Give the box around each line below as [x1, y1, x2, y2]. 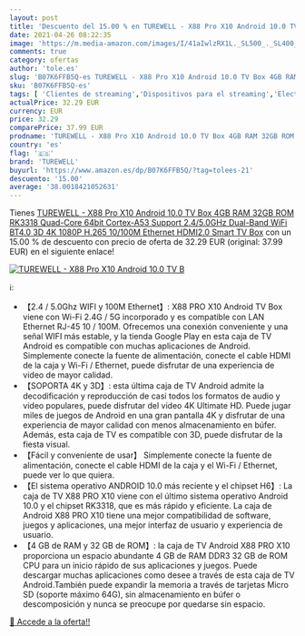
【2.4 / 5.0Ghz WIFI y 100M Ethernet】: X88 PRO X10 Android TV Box [22, 301, 283, 312]
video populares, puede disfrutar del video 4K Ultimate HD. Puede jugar [22, 400, 291, 411]
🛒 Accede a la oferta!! [9, 616, 91, 628]
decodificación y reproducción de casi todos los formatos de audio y [22, 390, 280, 401]
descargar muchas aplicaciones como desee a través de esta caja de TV [22, 570, 295, 580]
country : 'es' [9, 140, 64, 149]
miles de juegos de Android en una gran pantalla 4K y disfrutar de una [22, 410, 286, 421]
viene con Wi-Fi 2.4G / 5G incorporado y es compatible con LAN [22, 311, 265, 323]
